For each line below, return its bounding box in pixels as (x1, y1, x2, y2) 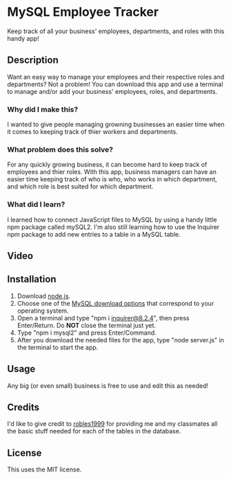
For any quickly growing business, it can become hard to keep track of (7, 160, 208, 169)
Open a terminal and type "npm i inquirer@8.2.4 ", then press (17, 313, 190, 322)
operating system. (17, 306, 69, 315)
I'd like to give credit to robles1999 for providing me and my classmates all (7, 420, 218, 428)
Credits (7, 402, 40, 413)
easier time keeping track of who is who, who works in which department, (7, 175, 217, 184)
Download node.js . (17, 291, 71, 300)
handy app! (7, 34, 39, 42)
